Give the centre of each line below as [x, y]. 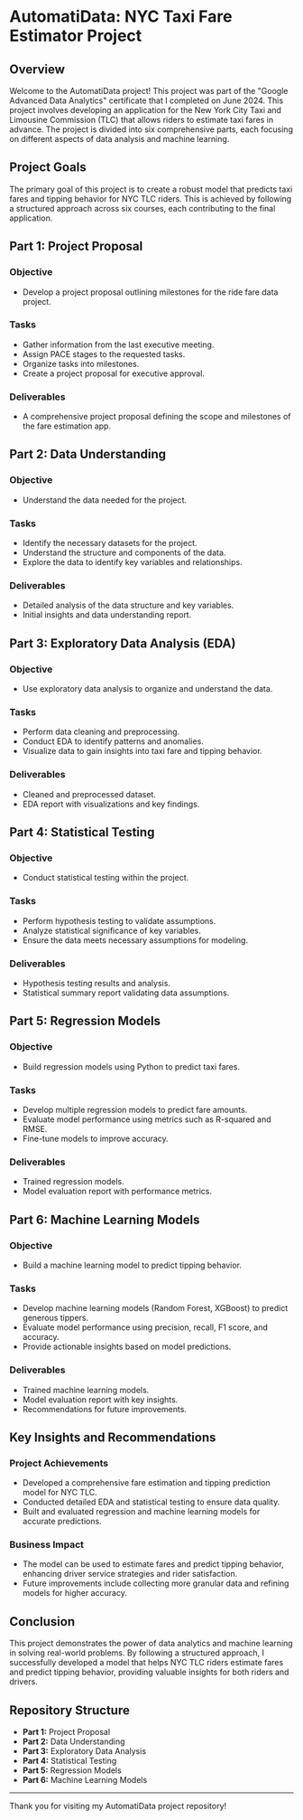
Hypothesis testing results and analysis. [96, 983]
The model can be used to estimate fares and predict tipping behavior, [153, 1564]
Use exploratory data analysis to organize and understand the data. [147, 689]
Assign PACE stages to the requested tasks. [104, 354]
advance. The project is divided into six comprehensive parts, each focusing [151, 129]
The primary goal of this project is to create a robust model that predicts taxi [151, 189]
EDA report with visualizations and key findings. [111, 804]
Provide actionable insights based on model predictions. [127, 1347]
